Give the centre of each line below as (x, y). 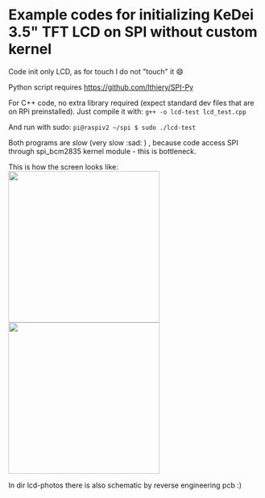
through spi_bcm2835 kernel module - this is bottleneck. (102, 151)
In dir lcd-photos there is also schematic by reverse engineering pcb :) (125, 485)
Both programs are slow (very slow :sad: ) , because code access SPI (124, 142)
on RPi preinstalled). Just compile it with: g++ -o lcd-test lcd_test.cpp (128, 111)
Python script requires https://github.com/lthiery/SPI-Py (101, 87)
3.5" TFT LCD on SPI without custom (133, 32)
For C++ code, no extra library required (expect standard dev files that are (131, 103)
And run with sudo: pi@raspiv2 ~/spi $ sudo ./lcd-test (102, 127)
